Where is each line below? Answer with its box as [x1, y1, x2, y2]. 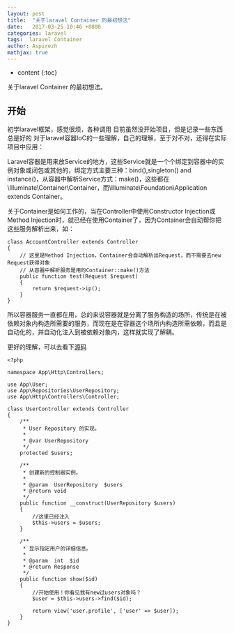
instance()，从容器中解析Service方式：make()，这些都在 [7, 174, 170, 183]
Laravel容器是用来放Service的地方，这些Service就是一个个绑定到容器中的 [7, 157, 218, 165]
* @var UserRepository [22, 437, 89, 444]
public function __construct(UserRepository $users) [19, 500, 176, 507]
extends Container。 [7, 192, 67, 200]
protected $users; [19, 449, 73, 456]
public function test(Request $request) [19, 273, 139, 280]
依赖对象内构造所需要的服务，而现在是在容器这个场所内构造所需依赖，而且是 [7, 319, 227, 327]
